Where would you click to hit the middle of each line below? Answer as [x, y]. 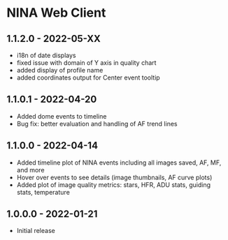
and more [30, 170]
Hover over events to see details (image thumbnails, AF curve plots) [114, 177]
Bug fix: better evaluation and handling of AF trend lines [97, 123]
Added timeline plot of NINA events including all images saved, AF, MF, [119, 163]
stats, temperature [43, 192]
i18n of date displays [46, 55]
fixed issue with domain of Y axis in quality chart [86, 63]
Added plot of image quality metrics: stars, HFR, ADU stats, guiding [114, 185]
